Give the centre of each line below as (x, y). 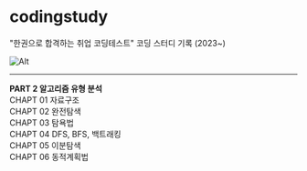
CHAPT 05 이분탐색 (45, 145)
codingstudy (59, 17)
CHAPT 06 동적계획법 (49, 156)
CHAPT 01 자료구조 (45, 100)
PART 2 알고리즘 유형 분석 (56, 88)
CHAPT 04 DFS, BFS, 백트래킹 (65, 134)
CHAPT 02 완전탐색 (46, 111)
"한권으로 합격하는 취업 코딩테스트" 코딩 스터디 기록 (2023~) (117, 43)
